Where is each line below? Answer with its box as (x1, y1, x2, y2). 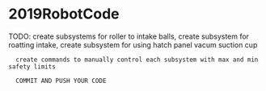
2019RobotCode (8, 5, 120, 23)
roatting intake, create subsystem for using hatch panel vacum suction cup (8, 39, 258, 49)
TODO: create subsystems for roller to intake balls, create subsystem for (8, 31, 249, 41)
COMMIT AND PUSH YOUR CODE (15, 77, 107, 85)
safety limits (8, 62, 57, 71)
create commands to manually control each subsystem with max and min (15, 56, 259, 64)
